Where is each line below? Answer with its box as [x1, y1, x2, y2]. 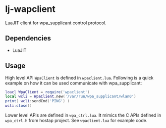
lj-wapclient [5, 3, 55, 15]
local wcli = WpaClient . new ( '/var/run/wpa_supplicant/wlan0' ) [5, 94, 136, 99]
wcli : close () [5, 103, 32, 108]
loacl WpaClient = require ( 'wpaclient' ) [5, 89, 90, 94]
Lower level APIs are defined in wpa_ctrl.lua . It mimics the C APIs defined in [5, 112, 162, 118]
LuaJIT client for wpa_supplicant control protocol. [5, 20, 107, 26]
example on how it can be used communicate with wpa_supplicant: [5, 80, 142, 86]
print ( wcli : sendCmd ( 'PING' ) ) [5, 99, 70, 104]
